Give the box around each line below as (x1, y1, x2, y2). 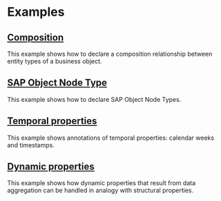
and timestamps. (7, 140, 55, 149)
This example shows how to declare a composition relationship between (7, 50, 213, 58)
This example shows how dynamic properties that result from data (7, 179, 196, 187)
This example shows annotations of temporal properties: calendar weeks (7, 134, 215, 142)
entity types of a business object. (7, 57, 102, 65)
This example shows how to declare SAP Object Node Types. (7, 95, 182, 103)
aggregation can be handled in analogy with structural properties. (7, 187, 194, 195)
